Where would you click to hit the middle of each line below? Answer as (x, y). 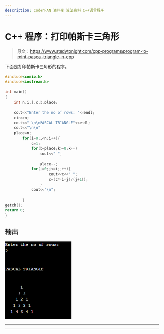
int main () (16, 92)
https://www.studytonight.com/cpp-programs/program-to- (89, 51)
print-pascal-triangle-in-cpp (45, 57)
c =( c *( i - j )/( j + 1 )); (69, 180)
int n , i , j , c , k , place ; (36, 102)
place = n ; (23, 133)
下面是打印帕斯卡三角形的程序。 (37, 66)
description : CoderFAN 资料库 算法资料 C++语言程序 (55, 10)
